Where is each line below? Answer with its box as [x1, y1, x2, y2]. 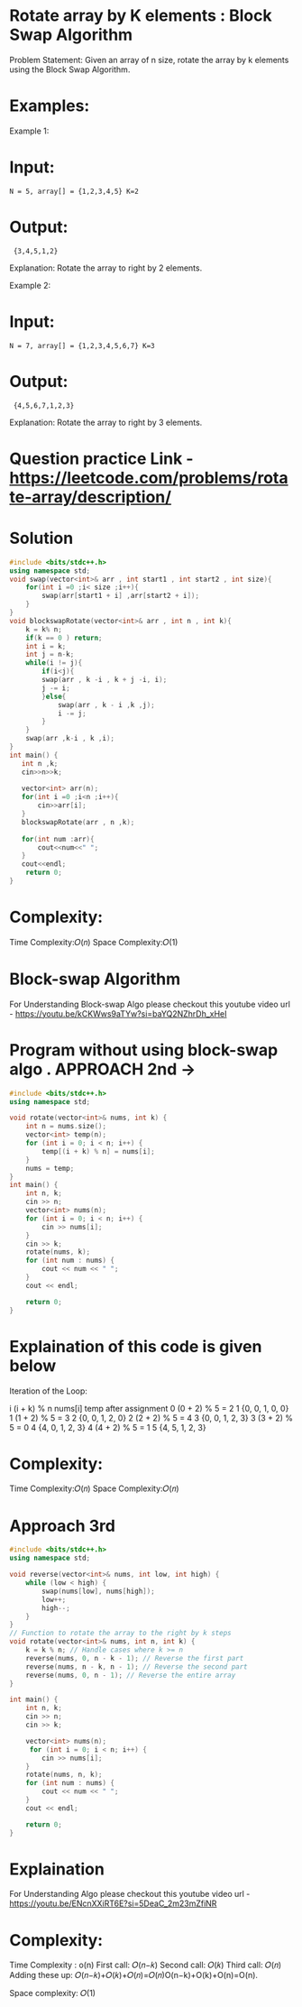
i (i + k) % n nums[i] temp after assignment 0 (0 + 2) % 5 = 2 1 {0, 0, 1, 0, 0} [9, 1403, 289, 1413]
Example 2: [9, 280, 51, 290]
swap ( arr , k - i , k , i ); [25, 734, 115, 743]
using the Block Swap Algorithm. [9, 64, 131, 75]
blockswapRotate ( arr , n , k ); [21, 817, 135, 826]
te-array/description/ [9, 486, 172, 507]
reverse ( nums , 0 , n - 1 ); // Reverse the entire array [25, 1671, 236, 1680]
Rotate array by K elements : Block [9, 5, 272, 26]
